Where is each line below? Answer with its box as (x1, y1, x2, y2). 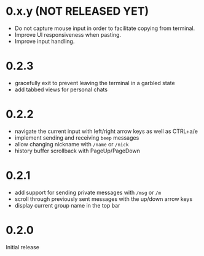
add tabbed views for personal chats (14, 86, 108, 93)
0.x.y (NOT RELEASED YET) (6, 4, 149, 18)
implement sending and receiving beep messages (14, 134, 139, 141)
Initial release (6, 243, 39, 250)
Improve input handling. (14, 37, 75, 45)
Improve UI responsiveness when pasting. (14, 31, 121, 38)
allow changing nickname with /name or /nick (14, 140, 129, 148)
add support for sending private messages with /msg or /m (14, 189, 161, 196)
